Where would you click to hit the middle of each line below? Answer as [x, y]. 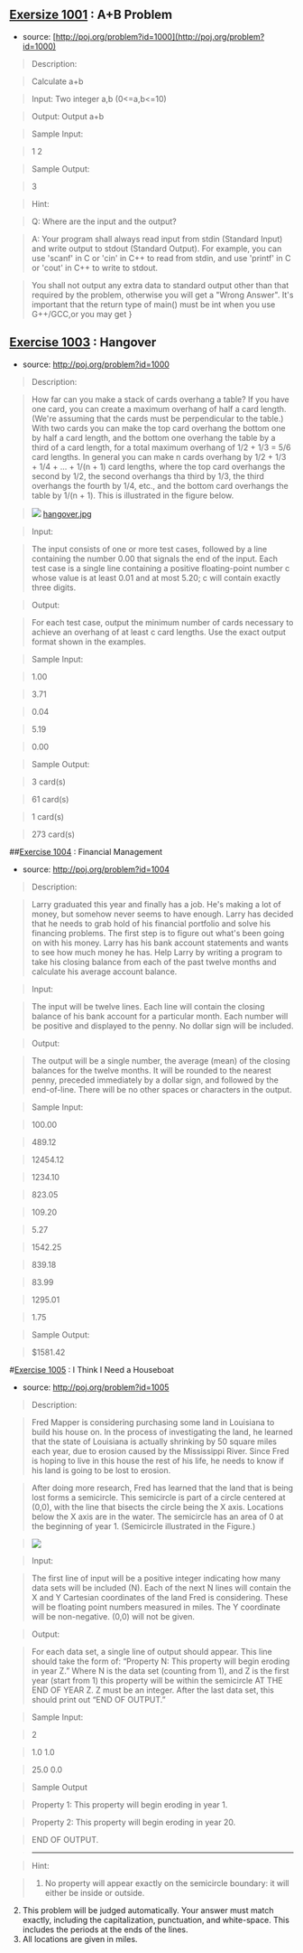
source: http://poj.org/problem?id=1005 [96, 1387]
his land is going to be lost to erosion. [101, 1470]
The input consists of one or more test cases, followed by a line [149, 549]
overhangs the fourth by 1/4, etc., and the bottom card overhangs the [160, 485]
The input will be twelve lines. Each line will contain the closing [148, 1006]
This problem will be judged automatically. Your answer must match [148, 1910]
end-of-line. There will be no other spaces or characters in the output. [161, 1089]
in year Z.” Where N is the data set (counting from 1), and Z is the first [161, 1670]
